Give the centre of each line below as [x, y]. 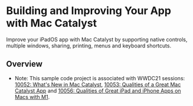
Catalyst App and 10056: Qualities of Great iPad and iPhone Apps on [98, 90]
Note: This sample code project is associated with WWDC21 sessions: [100, 78]
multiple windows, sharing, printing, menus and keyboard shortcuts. [89, 46]
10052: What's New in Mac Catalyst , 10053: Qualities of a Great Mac [98, 84]
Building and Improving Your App [89, 11]
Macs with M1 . [32, 97]
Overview [24, 64]
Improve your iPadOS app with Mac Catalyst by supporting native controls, [97, 39]
